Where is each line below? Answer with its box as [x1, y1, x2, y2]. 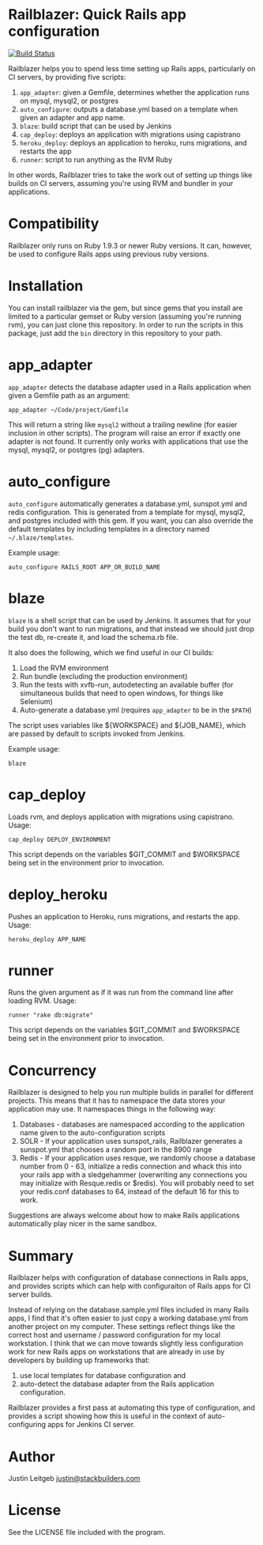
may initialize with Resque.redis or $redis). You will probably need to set [19, 1179, 254, 1188]
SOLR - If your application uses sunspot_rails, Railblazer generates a [19, 1137, 243, 1146]
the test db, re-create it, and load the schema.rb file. [8, 632, 178, 642]
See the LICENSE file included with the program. [8, 1528, 166, 1537]
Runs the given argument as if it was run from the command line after [8, 987, 234, 998]
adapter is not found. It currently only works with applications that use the [8, 437, 249, 446]
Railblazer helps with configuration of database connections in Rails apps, [8, 1273, 249, 1282]
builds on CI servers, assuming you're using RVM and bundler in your [8, 178, 234, 187]
